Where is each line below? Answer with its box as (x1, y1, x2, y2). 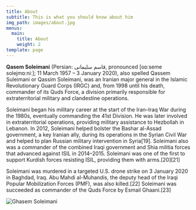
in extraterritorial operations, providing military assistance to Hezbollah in (6, 119, 184, 126)
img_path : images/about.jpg (6, 19, 76, 25)
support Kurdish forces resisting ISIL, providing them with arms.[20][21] (6, 156, 180, 163)
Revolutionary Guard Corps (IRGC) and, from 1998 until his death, (6, 82, 165, 89)
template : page (6, 47, 44, 53)
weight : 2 (17, 42, 41, 48)
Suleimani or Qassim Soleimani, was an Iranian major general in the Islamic (6, 76, 188, 83)
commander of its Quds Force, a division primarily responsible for (6, 88, 165, 95)
